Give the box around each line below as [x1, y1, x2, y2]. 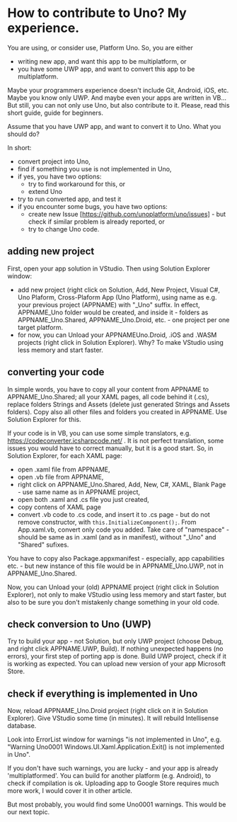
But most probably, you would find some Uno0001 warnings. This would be [7, 800, 226, 809]
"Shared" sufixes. [17, 540, 69, 549]
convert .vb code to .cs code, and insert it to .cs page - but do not [17, 510, 210, 518]
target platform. [17, 323, 64, 331]
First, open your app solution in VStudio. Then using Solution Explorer [7, 264, 211, 273]
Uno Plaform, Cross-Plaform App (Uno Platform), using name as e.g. [17, 292, 217, 302]
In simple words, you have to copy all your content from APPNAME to [7, 384, 209, 394]
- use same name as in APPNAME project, [17, 487, 140, 496]
